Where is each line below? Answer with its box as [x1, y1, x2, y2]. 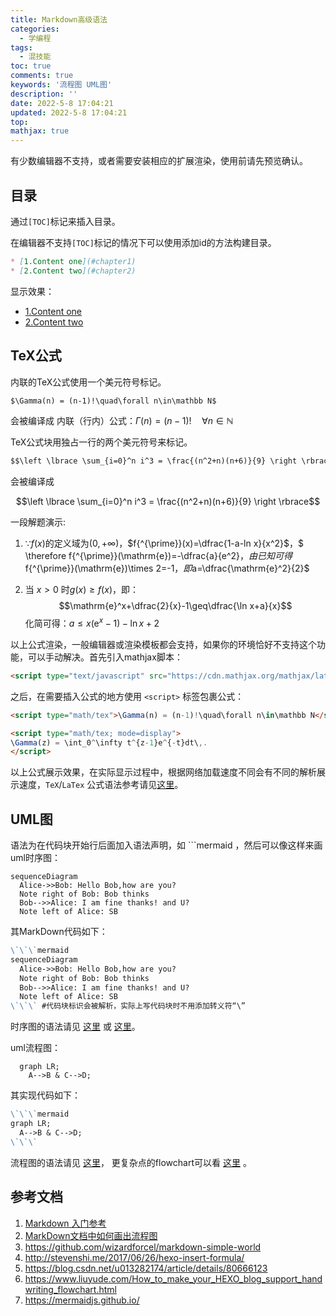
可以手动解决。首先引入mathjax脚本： [27, 651, 183, 663]
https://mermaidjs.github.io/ [24, 1294, 140, 1306]
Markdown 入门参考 [24, 1217, 107, 1229]
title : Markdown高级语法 [10, 14, 108, 25]
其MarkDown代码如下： [10, 926, 108, 938]
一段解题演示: [10, 516, 67, 528]
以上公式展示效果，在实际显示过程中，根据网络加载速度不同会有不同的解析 [10, 766, 317, 778]
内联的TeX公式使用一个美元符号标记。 [10, 376, 167, 388]
